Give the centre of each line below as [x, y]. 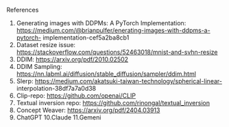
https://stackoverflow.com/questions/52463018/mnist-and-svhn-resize [117, 52]
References [23, 10]
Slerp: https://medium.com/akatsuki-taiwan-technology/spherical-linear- [119, 81]
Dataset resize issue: [46, 45]
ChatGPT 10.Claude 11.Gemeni [59, 117]
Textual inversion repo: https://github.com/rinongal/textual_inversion [113, 103]
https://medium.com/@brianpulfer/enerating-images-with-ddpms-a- [113, 30]
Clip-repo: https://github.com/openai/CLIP [76, 96]
